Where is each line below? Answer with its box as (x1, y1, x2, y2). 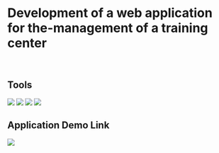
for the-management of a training (7, 20, 208, 36)
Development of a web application (7, 5, 213, 21)
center (7, 35, 47, 51)
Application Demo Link (7, 119, 110, 132)
